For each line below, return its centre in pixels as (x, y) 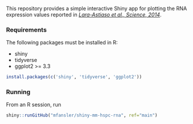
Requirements (27, 30)
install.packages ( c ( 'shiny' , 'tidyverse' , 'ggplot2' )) (74, 77)
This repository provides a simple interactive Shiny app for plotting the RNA (96, 8)
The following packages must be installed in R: (62, 43)
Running (18, 92)
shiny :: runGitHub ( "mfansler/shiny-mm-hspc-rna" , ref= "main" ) (82, 116)
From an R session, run (34, 105)
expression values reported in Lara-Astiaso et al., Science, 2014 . (84, 15)
